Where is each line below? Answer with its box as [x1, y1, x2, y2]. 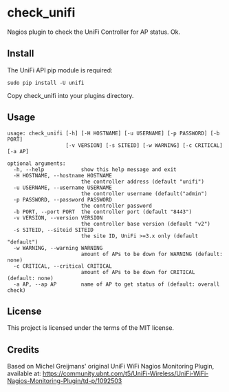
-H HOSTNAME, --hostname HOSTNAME [13, 172, 112, 179]
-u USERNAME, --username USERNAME [13, 184, 112, 191]
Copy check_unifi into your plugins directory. [7, 91, 134, 99]
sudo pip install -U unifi [7, 79, 85, 86]
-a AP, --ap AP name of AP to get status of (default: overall [13, 281, 220, 288]
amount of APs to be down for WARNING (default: [80, 251, 223, 257]
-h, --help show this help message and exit [13, 166, 177, 173]
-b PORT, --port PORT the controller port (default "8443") [13, 208, 193, 215]
